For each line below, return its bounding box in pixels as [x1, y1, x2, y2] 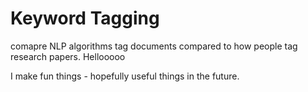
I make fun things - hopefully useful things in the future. [10, 70, 240, 82]
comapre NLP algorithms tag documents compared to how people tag [10, 40, 298, 52]
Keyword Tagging [10, 7, 160, 30]
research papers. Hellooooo [10, 50, 126, 62]
